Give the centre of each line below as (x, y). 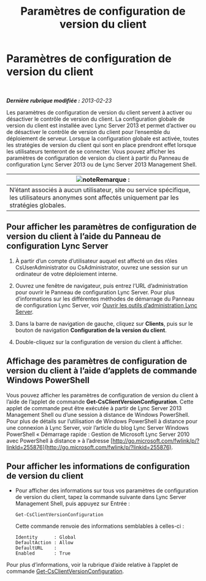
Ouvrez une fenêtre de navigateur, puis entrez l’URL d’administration (101, 285)
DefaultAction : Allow (44, 543)
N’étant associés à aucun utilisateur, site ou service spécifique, (100, 190)
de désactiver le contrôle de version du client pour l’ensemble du (88, 132)
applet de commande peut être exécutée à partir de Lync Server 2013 (94, 408)
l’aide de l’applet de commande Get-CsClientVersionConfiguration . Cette (100, 402)
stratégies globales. (38, 205)
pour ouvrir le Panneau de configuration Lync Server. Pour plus (95, 292)
